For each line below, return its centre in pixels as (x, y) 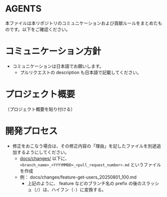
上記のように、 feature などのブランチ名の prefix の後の (84, 183)
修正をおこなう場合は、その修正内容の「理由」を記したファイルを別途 (84, 146)
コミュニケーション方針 (53, 52)
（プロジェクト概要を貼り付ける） (40, 109)
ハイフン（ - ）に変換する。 (79, 190)
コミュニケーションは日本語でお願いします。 (58, 66)
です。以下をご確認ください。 (40, 29)
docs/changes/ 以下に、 (45, 158)
